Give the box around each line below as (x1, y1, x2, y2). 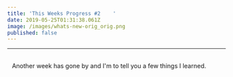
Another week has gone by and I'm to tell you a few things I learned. (11, 62, 207, 70)
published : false (7, 29, 58, 36)
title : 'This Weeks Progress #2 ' (7, 10, 116, 17)
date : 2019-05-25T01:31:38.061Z (7, 16, 101, 23)
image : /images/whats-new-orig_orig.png (7, 23, 126, 30)
